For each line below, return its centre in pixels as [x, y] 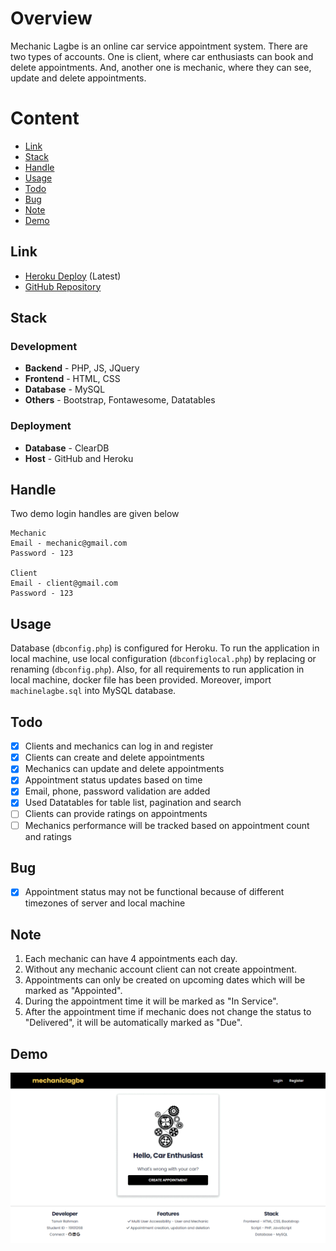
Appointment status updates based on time [113, 780]
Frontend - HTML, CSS [72, 379]
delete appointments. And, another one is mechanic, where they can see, [161, 67]
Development [44, 346]
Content [45, 118]
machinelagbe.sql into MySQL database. [93, 691]
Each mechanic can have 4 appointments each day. [131, 959]
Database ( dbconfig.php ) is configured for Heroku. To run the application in [165, 648]
